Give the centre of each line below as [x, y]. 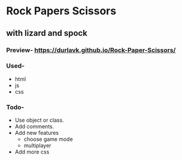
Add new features [37, 133]
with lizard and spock [47, 33]
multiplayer [38, 146]
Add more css [32, 152]
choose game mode [48, 139]
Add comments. [34, 127]
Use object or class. [39, 120]
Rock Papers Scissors [61, 11]
